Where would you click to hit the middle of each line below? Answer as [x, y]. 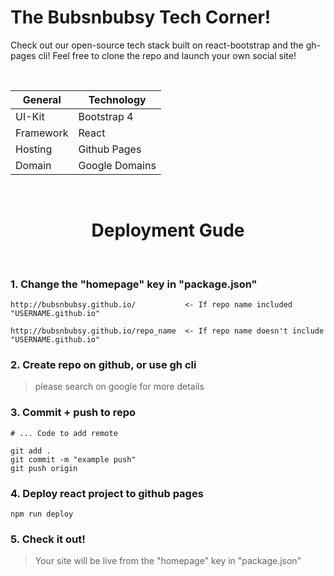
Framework [42, 133]
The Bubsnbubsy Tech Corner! [141, 17]
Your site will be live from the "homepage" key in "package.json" [168, 561]
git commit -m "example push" [73, 459]
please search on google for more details [119, 387]
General [42, 99]
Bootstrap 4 [106, 116]
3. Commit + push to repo [73, 413]
